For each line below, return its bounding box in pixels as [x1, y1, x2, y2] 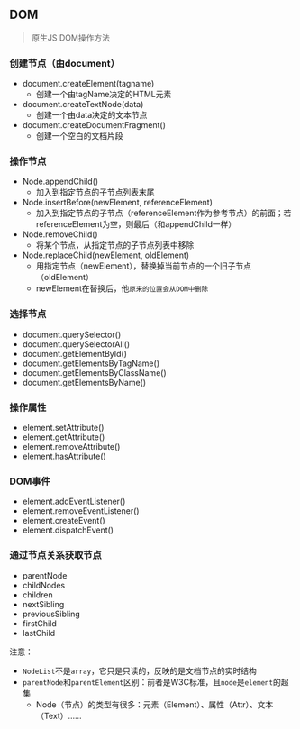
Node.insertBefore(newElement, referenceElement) [22, 197, 214, 208]
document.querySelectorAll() [22, 338, 131, 350]
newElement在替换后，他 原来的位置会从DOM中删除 [35, 283, 209, 294]
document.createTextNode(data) [22, 99, 144, 110]
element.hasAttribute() [22, 451, 106, 461]
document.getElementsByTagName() [22, 358, 160, 369]
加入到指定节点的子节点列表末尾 [35, 187, 155, 197]
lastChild [22, 627, 56, 638]
